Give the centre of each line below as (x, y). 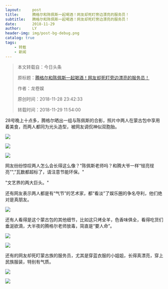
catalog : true (20, 38)
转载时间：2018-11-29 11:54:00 (49, 110)
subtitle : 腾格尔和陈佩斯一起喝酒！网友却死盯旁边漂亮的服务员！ (67, 19)
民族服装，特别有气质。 (29, 261)
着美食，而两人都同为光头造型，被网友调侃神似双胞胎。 (62, 127)
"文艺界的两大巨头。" (27, 182)
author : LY (21, 29)
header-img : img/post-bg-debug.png (42, 33)
